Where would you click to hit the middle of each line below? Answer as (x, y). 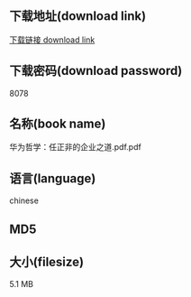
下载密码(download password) (96, 71)
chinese (24, 200)
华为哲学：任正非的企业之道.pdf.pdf (75, 147)
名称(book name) (58, 124)
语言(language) (53, 178)
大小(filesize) (46, 262)
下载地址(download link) (78, 16)
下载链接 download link (52, 40)
